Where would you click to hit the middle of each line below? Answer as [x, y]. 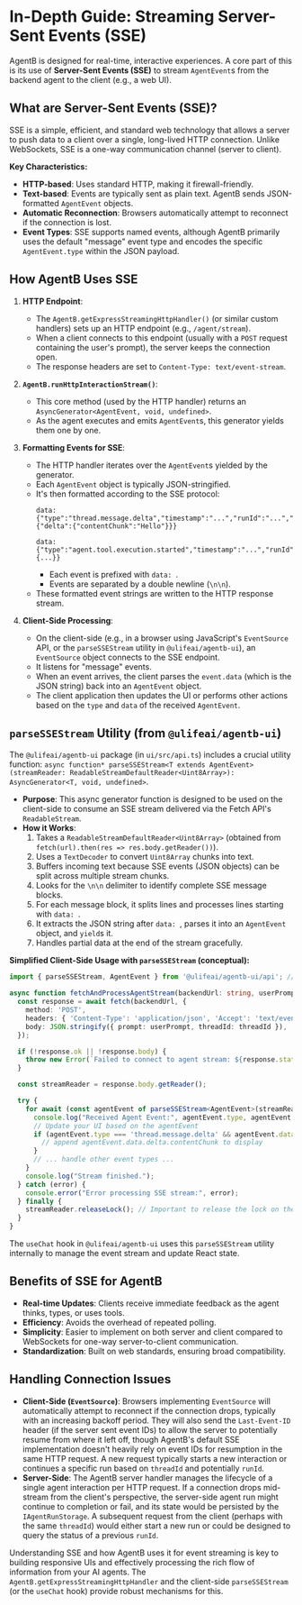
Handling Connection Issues [90, 1379]
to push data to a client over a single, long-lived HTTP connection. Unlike [145, 139]
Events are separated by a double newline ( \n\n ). [140, 584]
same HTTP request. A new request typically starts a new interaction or [155, 1458]
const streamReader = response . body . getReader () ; [112, 1085]
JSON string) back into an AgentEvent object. [119, 686]
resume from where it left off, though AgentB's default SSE [131, 1439]
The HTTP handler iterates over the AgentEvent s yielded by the [151, 465]
